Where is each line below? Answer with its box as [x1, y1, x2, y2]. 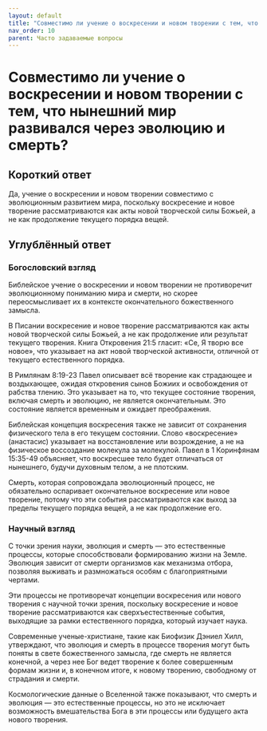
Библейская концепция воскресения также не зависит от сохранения [8, 419, 247, 429]
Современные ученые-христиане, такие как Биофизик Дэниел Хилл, [8, 632, 244, 642]
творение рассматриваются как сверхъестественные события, [8, 608, 226, 618]
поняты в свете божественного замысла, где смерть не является [8, 649, 232, 658]
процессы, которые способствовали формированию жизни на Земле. [8, 550, 248, 559]
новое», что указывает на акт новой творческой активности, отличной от [8, 346, 259, 356]
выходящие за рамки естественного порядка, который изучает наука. [8, 616, 248, 626]
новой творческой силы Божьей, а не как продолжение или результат [8, 329, 249, 339]
